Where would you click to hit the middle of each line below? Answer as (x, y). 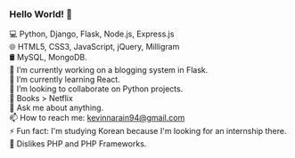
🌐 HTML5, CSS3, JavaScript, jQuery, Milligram (94, 47)
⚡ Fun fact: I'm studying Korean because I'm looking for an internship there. (148, 131)
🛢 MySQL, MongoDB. (48, 58)
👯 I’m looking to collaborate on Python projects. (96, 89)
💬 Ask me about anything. (57, 108)
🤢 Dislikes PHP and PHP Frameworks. (78, 144)
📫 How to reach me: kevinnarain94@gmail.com (97, 118)
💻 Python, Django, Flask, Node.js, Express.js (92, 34)
